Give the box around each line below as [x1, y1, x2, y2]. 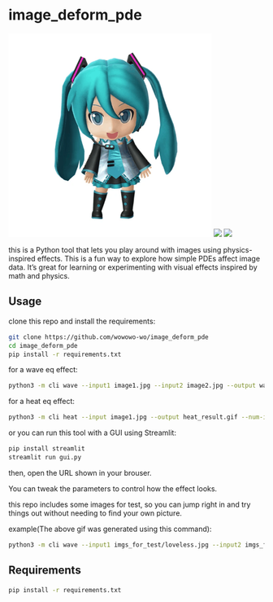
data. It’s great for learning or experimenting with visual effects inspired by [8, 262, 258, 272]
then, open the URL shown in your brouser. [8, 468, 152, 477]
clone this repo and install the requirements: [8, 316, 156, 326]
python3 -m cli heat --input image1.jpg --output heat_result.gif [8, 413, 238, 421]
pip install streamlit [8, 445, 85, 453]
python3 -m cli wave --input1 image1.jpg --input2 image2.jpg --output [8, 381, 256, 390]
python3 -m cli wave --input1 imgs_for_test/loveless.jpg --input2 [8, 540, 242, 549]
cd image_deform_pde [8, 341, 79, 349]
